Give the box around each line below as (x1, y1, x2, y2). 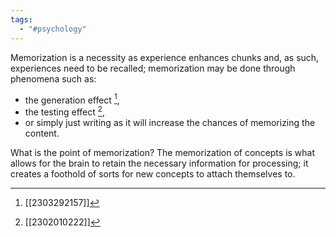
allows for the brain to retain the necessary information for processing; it (10, 157, 309, 169)
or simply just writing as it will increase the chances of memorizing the (24, 116, 316, 128)
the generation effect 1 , (24, 92, 120, 106)
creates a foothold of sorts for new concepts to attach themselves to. (10, 167, 296, 180)
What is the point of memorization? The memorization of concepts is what (10, 146, 316, 158)
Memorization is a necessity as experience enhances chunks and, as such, (10, 51, 320, 63)
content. (24, 127, 60, 139)
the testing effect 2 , (24, 104, 105, 118)
